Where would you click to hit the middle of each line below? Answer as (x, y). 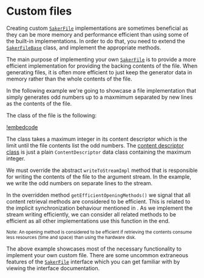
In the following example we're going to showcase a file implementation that (101, 90)
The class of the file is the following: (52, 115)
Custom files (39, 11)
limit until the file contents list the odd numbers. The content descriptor (95, 145)
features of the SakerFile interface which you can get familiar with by (93, 262)
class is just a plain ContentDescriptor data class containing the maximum (99, 152)
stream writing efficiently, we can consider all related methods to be (91, 214)
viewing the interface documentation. (53, 268)
